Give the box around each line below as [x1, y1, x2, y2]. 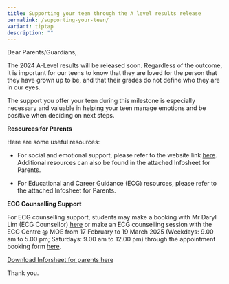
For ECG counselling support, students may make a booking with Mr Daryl [7, 213, 217, 221]
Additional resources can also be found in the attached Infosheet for [17, 159, 211, 167]
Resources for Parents [7, 124, 72, 133]
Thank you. [7, 269, 39, 277]
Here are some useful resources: [7, 138, 100, 146]
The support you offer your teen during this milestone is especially [7, 97, 196, 105]
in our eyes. [7, 83, 41, 91]
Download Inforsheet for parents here [7, 256, 114, 264]
